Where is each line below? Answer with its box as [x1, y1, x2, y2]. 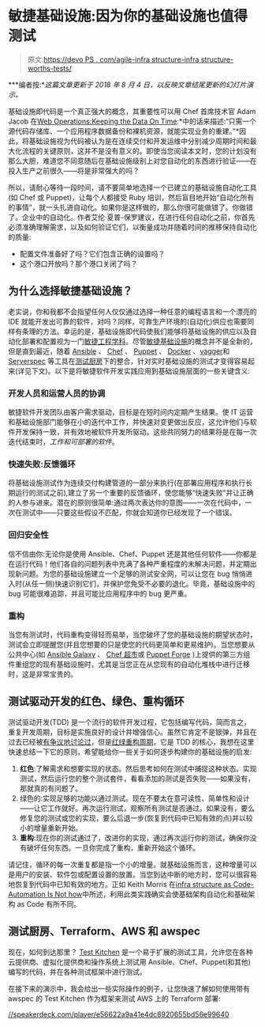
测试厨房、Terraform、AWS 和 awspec [8, 925, 201, 938]
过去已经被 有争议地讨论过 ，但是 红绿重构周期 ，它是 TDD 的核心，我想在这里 [8, 737, 255, 746]
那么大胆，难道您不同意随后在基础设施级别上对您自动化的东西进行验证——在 [8, 156, 257, 165]
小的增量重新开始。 [19, 823, 83, 832]
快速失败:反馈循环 [8, 458, 77, 469]
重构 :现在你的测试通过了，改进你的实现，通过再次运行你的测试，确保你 [19, 832, 250, 843]
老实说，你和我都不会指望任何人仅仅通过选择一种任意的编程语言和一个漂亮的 [8, 306, 257, 316]
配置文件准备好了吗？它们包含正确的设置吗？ [19, 248, 166, 258]
